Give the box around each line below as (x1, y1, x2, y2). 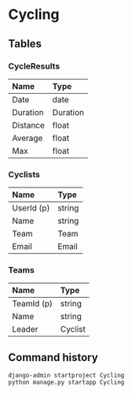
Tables (8, 37, 42, 50)
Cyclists (8, 169, 41, 180)
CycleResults (8, 61, 60, 72)
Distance (12, 120, 46, 131)
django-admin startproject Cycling (8, 372, 125, 380)
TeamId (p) (12, 298, 53, 309)
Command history (8, 351, 98, 364)
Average (12, 132, 43, 143)
